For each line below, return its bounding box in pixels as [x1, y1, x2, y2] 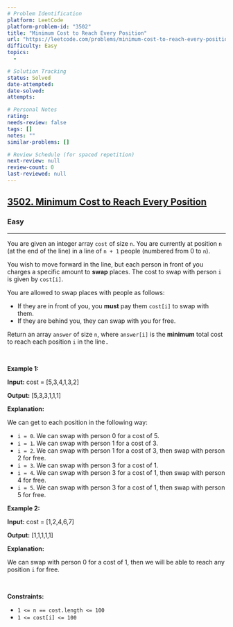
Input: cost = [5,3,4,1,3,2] [7, 378, 80, 386]
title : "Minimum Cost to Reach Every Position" [7, 29, 148, 37]
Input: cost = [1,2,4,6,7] [7, 517, 75, 526]
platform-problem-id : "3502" [7, 23, 92, 30]
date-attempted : [7, 81, 54, 87]
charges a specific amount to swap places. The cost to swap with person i [7, 267, 222, 276]
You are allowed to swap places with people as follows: [7, 288, 165, 296]
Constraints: [7, 592, 44, 601]
